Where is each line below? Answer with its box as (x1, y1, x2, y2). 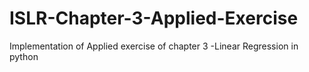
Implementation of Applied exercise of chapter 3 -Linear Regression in (9, 40, 299, 52)
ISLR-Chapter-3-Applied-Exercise (9, 7, 299, 30)
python (9, 50, 39, 62)
